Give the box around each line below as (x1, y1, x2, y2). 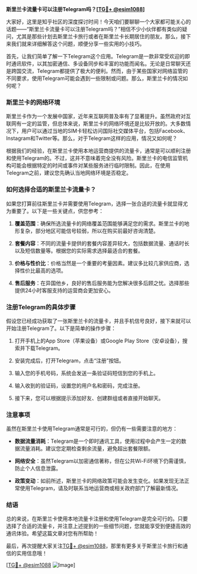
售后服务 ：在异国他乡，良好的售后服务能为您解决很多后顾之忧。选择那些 (14, 279, 189, 286)
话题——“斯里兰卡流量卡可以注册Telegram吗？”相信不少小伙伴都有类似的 (6, 26, 182, 32)
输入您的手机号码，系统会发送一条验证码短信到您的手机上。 (14, 369, 159, 376)
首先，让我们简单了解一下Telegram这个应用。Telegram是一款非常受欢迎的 (6, 53, 185, 59)
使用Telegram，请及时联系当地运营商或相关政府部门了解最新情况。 (19, 485, 182, 492)
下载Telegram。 (25, 344, 63, 352)
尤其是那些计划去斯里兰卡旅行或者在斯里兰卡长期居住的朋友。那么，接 (16, 33, 186, 40)
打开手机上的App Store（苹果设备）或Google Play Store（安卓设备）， (14, 337, 183, 344)
